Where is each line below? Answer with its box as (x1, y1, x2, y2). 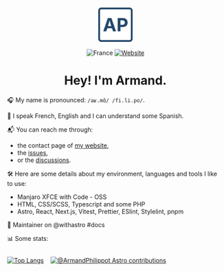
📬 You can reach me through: (7, 125, 93, 134)
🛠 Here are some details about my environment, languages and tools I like (7, 169, 218, 178)
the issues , (16, 148, 48, 156)
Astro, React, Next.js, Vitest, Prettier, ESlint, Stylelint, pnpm (16, 207, 184, 215)
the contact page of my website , (16, 141, 109, 150)
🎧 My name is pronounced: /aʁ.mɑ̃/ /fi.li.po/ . (7, 95, 145, 104)
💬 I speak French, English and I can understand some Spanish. (7, 111, 184, 120)
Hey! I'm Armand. (64, 73, 167, 89)
